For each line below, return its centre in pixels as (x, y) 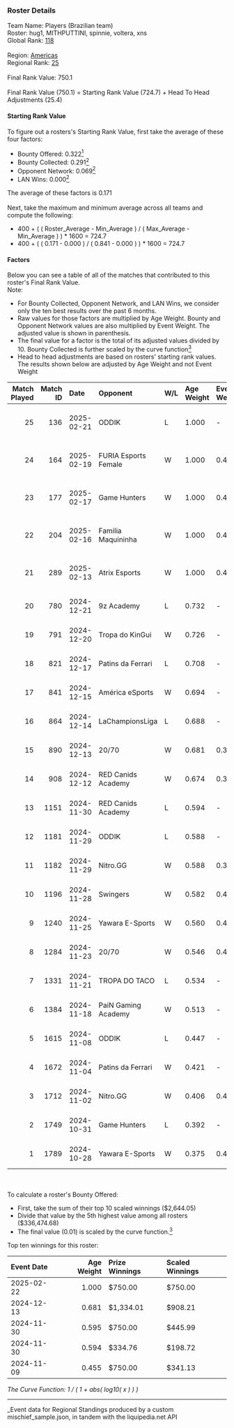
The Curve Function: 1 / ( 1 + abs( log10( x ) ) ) (73, 1389)
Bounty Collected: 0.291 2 (53, 161)
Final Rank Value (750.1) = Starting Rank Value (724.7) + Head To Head (109, 92)
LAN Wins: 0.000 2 (43, 179)
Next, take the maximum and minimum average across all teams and (105, 208)
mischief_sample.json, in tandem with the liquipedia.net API (92, 1417)
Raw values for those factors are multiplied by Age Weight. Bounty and (119, 318)
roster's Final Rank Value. (44, 282)
